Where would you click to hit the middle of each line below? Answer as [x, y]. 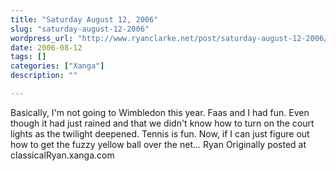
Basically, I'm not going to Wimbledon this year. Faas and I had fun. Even [160, 112]
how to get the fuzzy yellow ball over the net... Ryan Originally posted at [158, 144]
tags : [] [28, 57]
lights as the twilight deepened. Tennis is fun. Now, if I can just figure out [160, 133]
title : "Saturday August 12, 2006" [84, 19]
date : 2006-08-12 [46, 47]
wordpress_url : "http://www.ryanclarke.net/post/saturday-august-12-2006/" [171, 38]
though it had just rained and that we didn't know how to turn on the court [162, 123]
